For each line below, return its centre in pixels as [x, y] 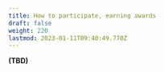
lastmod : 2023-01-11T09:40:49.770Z [68, 38]
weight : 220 [28, 30]
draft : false [30, 23]
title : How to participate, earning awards [82, 16]
